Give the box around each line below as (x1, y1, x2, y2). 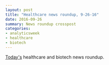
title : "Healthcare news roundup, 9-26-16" (5, 12, 99, 17)
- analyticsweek (5, 31, 40, 36)
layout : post (5, 7, 33, 13)
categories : (5, 26, 31, 31)
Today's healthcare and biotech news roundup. (5, 54, 104, 60)
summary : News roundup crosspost (5, 21, 76, 27)
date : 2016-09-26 (5, 17, 42, 22)
